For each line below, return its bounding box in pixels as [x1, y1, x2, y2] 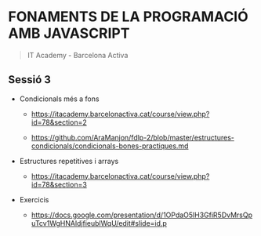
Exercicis [19, 194, 49, 204]
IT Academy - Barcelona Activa [27, 50, 129, 60]
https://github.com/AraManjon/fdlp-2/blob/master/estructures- [31, 133, 235, 142]
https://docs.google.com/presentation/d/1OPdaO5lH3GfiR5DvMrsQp [31, 210, 253, 220]
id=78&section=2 [31, 118, 88, 127]
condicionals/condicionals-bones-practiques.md [31, 141, 189, 151]
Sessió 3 [8, 73, 51, 86]
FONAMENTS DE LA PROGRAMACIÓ [8, 8, 248, 26]
